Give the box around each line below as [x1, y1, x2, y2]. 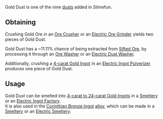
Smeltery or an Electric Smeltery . [5, 108, 72, 114]
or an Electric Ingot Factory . [5, 98, 61, 104]
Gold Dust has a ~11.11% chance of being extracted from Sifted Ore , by [5, 46, 147, 52]
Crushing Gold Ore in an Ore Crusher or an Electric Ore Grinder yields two [5, 31, 154, 37]
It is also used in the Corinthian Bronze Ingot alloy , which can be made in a [5, 103, 155, 109]
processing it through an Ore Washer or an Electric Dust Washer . [5, 51, 135, 57]
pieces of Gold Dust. [5, 36, 46, 42]
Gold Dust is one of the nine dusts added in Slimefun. [5, 4, 112, 10]
